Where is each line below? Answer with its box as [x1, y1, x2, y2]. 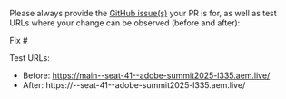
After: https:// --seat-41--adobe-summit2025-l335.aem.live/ [22, 80, 246, 90]
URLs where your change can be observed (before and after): [9, 17, 241, 28]
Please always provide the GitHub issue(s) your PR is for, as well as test [9, 8, 277, 18]
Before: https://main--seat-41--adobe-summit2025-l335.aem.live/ [22, 70, 271, 81]
